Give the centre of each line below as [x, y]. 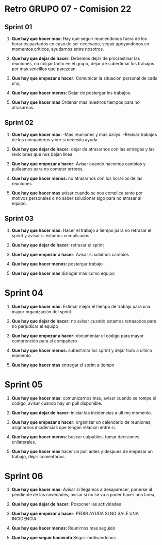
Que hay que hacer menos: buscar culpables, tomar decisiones [75, 436]
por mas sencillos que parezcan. [44, 69]
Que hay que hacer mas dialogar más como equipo [63, 273]
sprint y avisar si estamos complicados [50, 235]
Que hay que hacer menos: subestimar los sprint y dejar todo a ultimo [82, 350]
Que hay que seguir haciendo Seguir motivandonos [64, 538]
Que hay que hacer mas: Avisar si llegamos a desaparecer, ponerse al [82, 489]
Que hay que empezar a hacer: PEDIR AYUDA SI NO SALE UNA [75, 514]
